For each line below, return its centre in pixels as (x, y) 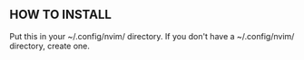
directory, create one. (50, 46)
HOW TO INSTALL (60, 15)
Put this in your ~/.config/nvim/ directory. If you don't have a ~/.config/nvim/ (152, 36)
